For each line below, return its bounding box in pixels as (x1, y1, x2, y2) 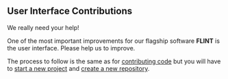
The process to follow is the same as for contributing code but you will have (7, 57, 221, 65)
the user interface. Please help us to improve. (7, 44, 136, 52)
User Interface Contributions (7, 5, 132, 17)
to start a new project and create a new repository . (7, 64, 150, 72)
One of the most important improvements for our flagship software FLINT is (7, 37, 220, 45)
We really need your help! (7, 23, 80, 31)
